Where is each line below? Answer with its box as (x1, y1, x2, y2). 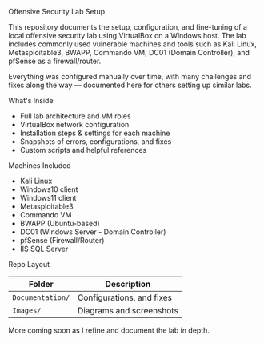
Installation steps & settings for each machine (19, 128, 170, 138)
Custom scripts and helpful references (19, 146, 147, 154)
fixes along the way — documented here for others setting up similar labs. (8, 80, 252, 90)
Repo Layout (8, 260, 50, 269)
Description (105, 279, 151, 289)
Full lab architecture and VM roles (19, 111, 131, 121)
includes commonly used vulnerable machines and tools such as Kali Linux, (8, 39, 258, 49)
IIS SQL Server (19, 244, 69, 253)
